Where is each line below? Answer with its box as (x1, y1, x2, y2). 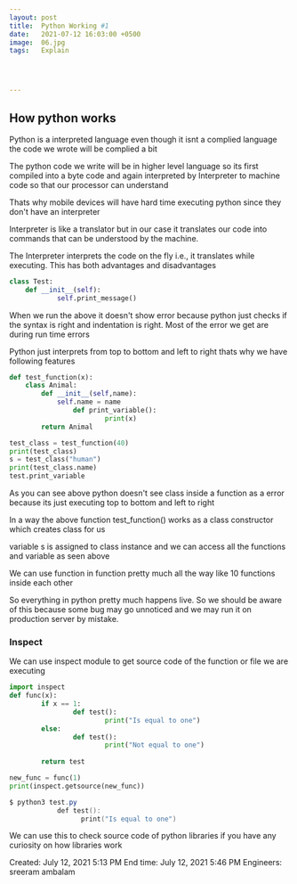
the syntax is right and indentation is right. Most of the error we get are (9, 319, 269, 330)
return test (41, 757, 86, 766)
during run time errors (9, 329, 91, 340)
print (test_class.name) (9, 463, 98, 472)
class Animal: (25, 381, 77, 390)
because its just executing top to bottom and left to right (9, 497, 215, 508)
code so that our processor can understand (9, 179, 169, 190)
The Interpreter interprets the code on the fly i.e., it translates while (9, 250, 255, 261)
